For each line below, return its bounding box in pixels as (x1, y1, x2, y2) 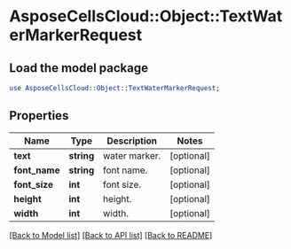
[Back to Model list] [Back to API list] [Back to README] (9, 230, 213, 240)
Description (106, 135, 158, 147)
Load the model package (9, 60, 149, 75)
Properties (9, 108, 69, 123)
